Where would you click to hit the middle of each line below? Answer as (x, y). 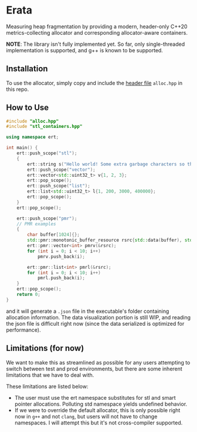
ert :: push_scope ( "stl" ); (47, 153)
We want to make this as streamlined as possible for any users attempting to (98, 362)
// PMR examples (37, 224)
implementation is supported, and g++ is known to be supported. (84, 50)
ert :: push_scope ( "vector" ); (61, 170)
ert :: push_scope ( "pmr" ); (47, 218)
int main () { (22, 148)
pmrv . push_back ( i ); (61, 256)
